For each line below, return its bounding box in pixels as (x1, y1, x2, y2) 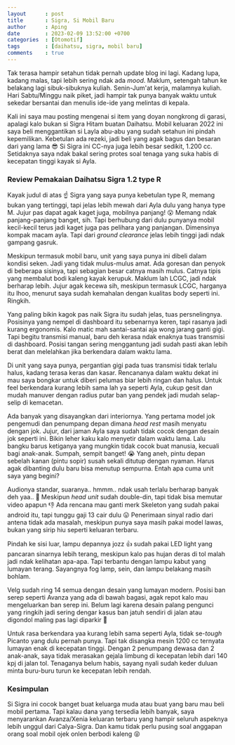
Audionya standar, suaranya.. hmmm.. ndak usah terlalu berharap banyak (7, 485, 219, 494)
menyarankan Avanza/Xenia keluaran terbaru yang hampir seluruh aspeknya (7, 715, 228, 723)
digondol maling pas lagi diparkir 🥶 (7, 616, 107, 624)
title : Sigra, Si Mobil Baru (7, 17, 114, 24)
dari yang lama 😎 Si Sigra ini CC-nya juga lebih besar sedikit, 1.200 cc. (7, 142, 213, 150)
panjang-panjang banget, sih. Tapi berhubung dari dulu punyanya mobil (7, 216, 215, 225)
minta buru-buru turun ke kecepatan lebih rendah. (7, 666, 152, 675)
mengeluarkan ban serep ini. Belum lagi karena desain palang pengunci (7, 601, 214, 609)
